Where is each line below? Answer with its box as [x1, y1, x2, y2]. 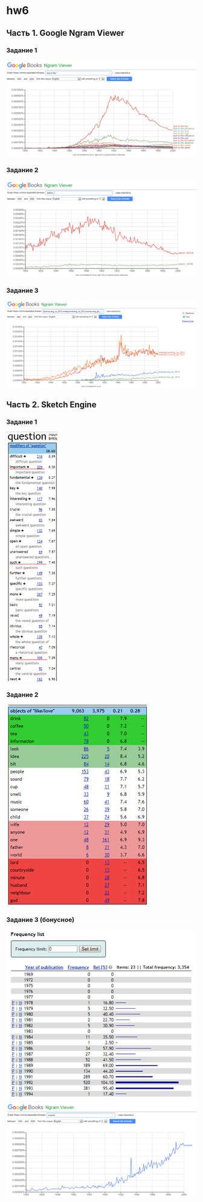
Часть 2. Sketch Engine [6, 399, 97, 410]
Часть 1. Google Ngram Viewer [6, 28, 125, 38]
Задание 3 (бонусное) [6, 915, 74, 924]
